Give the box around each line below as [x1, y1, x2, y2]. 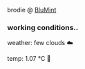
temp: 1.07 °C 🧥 [7, 55, 51, 63]
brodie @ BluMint [7, 6, 57, 14]
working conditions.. [7, 23, 79, 32]
